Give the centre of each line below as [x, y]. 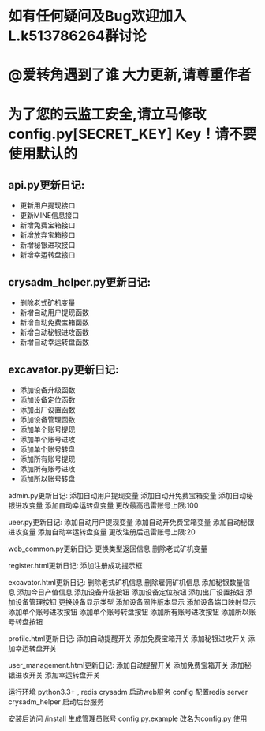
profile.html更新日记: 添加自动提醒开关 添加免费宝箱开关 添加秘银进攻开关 [127, 639]
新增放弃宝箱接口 [47, 235]
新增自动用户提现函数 [54, 313]
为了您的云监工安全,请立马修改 [107, 114]
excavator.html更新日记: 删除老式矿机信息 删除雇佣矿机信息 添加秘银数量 [126, 582]
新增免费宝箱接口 [47, 225]
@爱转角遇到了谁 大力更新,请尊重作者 [130, 75]
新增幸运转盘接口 [47, 255]
